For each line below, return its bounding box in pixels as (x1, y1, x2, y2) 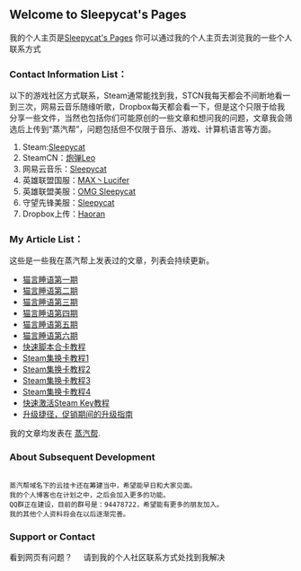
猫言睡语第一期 (22, 274, 78, 285)
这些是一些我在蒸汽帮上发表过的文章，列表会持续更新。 (9, 255, 214, 266)
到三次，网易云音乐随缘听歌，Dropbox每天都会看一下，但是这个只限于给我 (9, 101, 286, 112)
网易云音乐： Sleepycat (22, 163, 107, 174)
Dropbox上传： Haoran (22, 208, 106, 219)
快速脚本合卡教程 (22, 341, 86, 353)
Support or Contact (9, 530, 96, 542)
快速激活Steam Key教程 (22, 398, 111, 408)
